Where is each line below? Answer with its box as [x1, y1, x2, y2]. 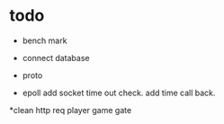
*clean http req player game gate [9, 104, 132, 115]
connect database [22, 52, 90, 63]
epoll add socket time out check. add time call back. [22, 87, 216, 98]
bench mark [22, 35, 67, 46]
